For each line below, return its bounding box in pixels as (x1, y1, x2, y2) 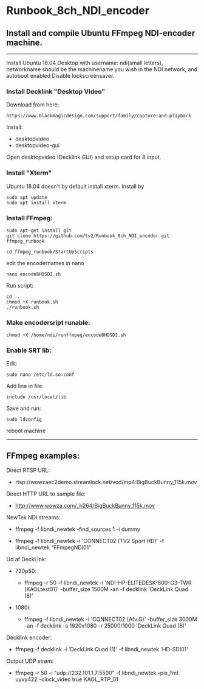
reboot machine (6, 427, 46, 435)
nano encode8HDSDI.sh (6, 271, 61, 277)
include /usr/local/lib (6, 394, 67, 400)
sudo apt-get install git (6, 227, 72, 234)
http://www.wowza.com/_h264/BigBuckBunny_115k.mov (15, 502, 155, 510)
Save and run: (6, 405, 41, 412)
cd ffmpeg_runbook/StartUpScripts (6, 249, 94, 255)
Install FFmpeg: (6, 213, 53, 222)
